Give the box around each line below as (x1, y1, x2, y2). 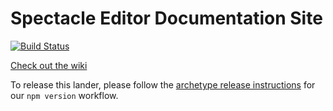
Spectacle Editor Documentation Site (10, 7, 323, 30)
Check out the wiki (10, 59, 88, 71)
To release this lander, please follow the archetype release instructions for (10, 78, 316, 91)
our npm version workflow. (10, 89, 119, 101)
